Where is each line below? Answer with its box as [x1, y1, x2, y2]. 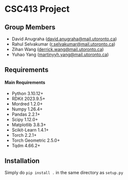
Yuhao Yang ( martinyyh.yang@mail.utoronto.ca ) [11, 51, 109, 57]
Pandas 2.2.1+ [11, 111, 40, 117]
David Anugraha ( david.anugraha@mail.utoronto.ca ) [11, 36, 117, 42]
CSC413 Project [4, 3, 70, 15]
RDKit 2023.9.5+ [11, 96, 46, 102]
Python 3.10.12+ [11, 90, 44, 96]
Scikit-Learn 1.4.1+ [11, 127, 49, 133]
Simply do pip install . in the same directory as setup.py [4, 170, 124, 176]
